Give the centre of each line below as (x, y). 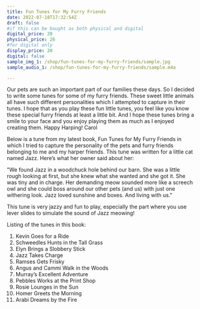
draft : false (23, 23)
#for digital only (30, 45)
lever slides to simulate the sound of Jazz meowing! (71, 213)
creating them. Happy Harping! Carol (52, 128)
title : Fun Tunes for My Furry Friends (57, 12)
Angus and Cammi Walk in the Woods (62, 268)
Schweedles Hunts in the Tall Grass (59, 243)
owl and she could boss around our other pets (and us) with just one (91, 189)
